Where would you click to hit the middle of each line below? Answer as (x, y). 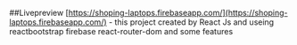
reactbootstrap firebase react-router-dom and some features (121, 31)
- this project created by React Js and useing (191, 22)
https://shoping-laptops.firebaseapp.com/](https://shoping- (178, 13)
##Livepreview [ (39, 13)
